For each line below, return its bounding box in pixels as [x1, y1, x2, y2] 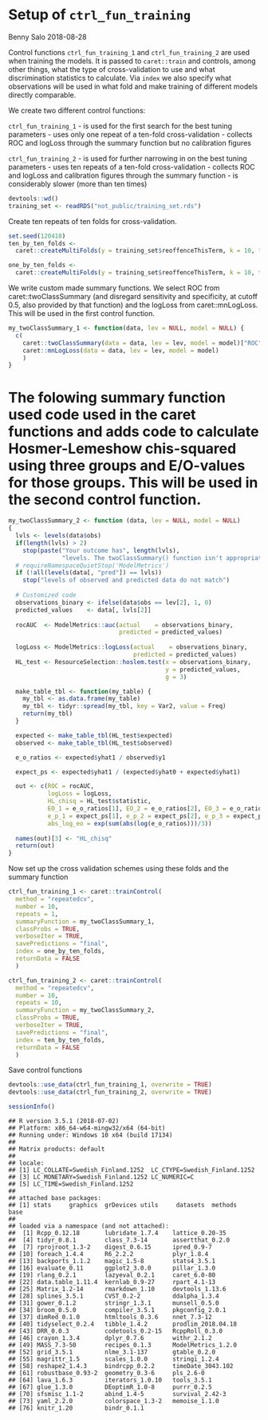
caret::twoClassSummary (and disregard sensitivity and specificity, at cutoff [8, 292, 258, 302]
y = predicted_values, [165, 666, 241, 674]
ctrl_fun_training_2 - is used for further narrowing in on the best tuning [8, 154, 247, 163]
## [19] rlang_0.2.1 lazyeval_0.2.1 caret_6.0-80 [8, 1271, 216, 1279]
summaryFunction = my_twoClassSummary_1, [15, 918, 156, 926]
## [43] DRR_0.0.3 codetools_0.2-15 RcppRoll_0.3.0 [8, 1327, 223, 1335]
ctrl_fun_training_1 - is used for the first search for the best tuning [8, 121, 233, 130]
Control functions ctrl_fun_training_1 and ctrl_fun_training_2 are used [8, 47, 250, 57]
